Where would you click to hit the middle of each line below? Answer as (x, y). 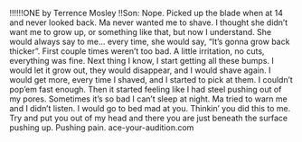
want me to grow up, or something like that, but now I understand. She (141, 32)
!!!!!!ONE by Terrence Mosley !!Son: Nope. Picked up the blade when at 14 (146, 13)
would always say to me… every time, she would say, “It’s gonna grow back (150, 41)
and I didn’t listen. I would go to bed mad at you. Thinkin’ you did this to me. (150, 108)
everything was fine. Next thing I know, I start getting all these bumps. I (142, 61)
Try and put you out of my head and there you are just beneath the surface (148, 118)
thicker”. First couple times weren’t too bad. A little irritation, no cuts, (137, 51)
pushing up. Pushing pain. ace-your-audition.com (102, 128)
